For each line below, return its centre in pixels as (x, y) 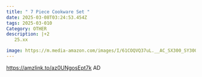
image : (14, 51)
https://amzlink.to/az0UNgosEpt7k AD (54, 67)
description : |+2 (28, 34)
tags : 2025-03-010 (29, 23)
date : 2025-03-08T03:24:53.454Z (47, 17)
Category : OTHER (26, 29)
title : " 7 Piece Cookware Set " (48, 12)
